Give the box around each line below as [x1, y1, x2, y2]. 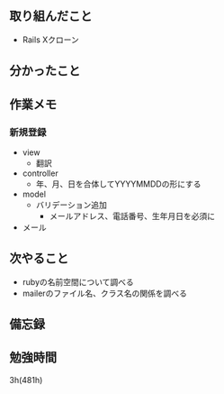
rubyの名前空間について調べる [22, 276, 135, 287]
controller [22, 168, 58, 179]
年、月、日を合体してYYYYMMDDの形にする [35, 179, 202, 189]
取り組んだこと [9, 8, 93, 24]
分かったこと [9, 63, 81, 78]
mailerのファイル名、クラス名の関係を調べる [22, 288, 187, 298]
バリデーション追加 [35, 199, 108, 210]
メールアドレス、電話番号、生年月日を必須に [49, 210, 216, 221]
